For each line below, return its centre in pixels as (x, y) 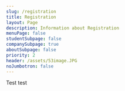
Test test (17, 83)
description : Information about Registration (62, 28)
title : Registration (31, 17)
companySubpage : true (33, 45)
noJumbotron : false (30, 66)
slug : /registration (31, 11)
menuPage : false (26, 33)
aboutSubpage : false (31, 50)
